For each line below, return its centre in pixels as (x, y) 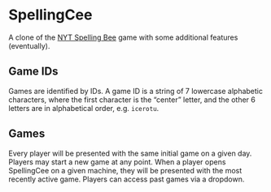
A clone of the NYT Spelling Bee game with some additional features (123, 37)
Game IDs (33, 72)
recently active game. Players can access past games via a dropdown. (127, 179)
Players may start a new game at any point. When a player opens (117, 162)
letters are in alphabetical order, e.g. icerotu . (84, 108)
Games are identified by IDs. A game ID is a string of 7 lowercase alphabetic (135, 91)
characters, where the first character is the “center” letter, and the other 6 (132, 100)
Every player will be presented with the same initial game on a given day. (130, 153)
